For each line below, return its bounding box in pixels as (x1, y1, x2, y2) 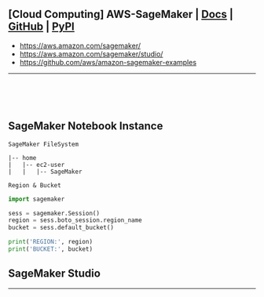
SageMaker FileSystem (8, 140, 79, 148)
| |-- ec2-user (8, 161, 65, 168)
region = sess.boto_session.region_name (8, 216, 143, 224)
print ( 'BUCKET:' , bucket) (8, 245, 93, 253)
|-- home (8, 154, 37, 161)
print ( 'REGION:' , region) (8, 238, 93, 246)
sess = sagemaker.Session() (8, 209, 101, 217)
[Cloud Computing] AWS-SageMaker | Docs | (8, 8, 234, 21)
